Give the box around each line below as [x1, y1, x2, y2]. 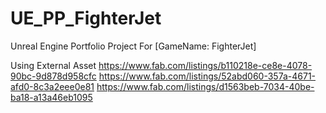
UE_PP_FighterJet [10, 7, 162, 30]
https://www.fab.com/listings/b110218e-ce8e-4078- [98, 59, 313, 71]
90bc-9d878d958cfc [10, 70, 97, 82]
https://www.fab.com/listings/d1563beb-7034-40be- [96, 80, 315, 92]
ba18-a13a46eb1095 [10, 91, 93, 103]
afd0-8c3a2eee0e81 [10, 80, 95, 92]
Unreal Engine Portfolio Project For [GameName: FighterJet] [10, 40, 257, 52]
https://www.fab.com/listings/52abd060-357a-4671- [98, 70, 317, 82]
